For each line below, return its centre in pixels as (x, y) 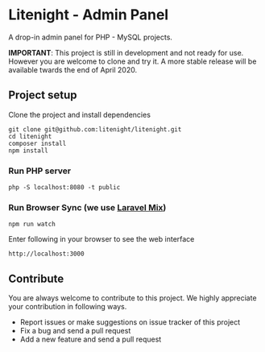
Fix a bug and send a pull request (75, 331)
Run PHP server (40, 171)
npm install (28, 151)
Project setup (43, 95)
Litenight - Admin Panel (89, 15)
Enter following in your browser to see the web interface (101, 239)
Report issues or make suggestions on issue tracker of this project (130, 322)
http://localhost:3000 (46, 254)
